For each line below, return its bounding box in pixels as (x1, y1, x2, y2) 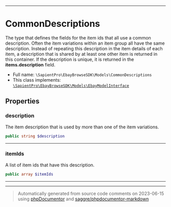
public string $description (5, 133, 65, 139)
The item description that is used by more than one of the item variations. (5, 124, 159, 130)
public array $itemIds (5, 171, 53, 177)
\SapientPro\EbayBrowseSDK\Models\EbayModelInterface (12, 83, 129, 88)
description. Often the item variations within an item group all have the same (5, 40, 165, 46)
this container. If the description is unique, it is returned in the (5, 56, 134, 62)
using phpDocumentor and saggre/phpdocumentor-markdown (17, 196, 149, 202)
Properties (5, 97, 40, 106)
